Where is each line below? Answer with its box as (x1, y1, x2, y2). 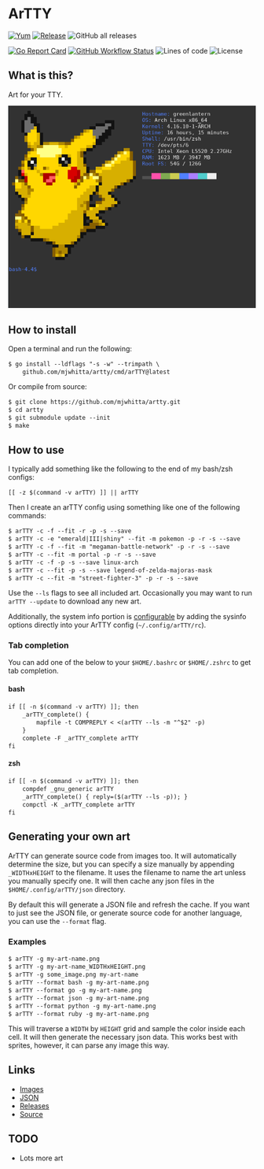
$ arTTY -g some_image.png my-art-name (8, 970, 139, 978)
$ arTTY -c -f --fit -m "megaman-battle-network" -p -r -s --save (8, 543, 230, 551)
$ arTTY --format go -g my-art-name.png (8, 986, 143, 994)
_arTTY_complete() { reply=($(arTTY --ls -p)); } (22, 792, 189, 800)
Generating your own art (8, 830, 131, 844)
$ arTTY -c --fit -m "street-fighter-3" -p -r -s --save (8, 574, 199, 583)
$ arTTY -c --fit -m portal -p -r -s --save (8, 551, 156, 559)
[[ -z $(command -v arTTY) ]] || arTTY (8, 489, 139, 497)
